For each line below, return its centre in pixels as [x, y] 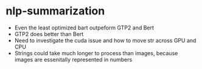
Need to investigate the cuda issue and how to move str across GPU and [105, 40]
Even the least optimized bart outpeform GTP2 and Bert [84, 28]
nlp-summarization [55, 11]
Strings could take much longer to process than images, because [96, 53]
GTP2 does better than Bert [49, 34]
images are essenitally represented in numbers [73, 59]
